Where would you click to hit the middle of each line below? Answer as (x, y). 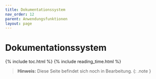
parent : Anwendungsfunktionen (37, 19)
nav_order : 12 (20, 14)
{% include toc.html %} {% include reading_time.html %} (63, 62)
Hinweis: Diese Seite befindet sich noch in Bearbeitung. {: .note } (84, 71)
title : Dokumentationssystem (35, 10)
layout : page (19, 23)
